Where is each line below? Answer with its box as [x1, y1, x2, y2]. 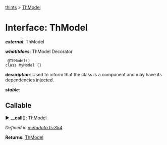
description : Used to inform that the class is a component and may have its [5, 71, 162, 77]
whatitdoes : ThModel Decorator [5, 48, 73, 55]
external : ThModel [5, 38, 44, 44]
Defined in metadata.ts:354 [5, 124, 63, 130]
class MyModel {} [5, 63, 42, 68]
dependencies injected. [5, 77, 54, 83]
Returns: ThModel [5, 134, 44, 140]
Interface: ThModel [5, 22, 88, 33]
